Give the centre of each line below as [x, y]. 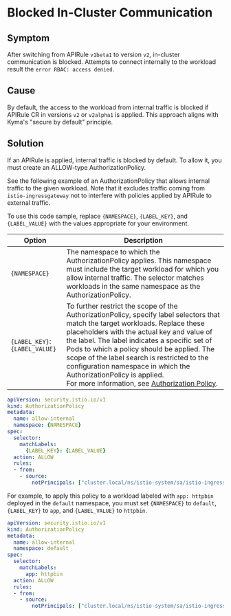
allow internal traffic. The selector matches [135, 278]
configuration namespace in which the [128, 366]
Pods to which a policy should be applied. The [141, 349]
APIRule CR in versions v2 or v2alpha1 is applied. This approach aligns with [113, 114]
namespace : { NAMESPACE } [47, 425]
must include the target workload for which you [142, 269]
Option [35, 240]
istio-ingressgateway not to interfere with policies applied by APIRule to [109, 195]
